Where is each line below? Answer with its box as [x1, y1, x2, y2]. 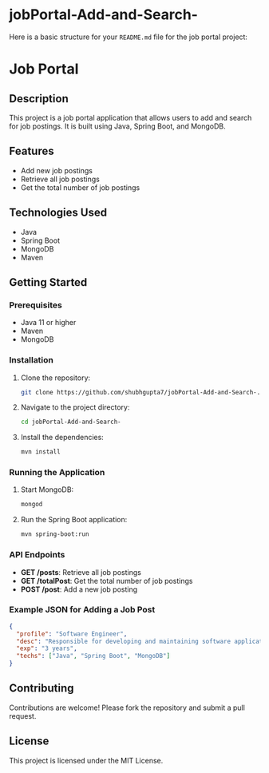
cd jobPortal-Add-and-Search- [20, 418, 122, 426]
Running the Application [9, 467, 105, 478]
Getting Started [9, 276, 88, 289]
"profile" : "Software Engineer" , [16, 629, 128, 638]
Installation [9, 355, 54, 366]
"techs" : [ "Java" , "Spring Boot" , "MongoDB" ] [16, 652, 171, 660]
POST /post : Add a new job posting [20, 585, 138, 594]
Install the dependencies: [20, 433, 105, 442]
